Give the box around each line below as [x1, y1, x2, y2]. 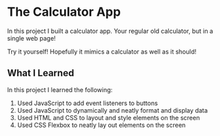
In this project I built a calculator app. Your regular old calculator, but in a [7, 27, 214, 35]
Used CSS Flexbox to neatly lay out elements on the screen [17, 121, 186, 129]
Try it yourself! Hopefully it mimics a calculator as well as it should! [7, 47, 197, 56]
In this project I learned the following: [7, 85, 113, 93]
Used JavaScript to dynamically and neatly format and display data [17, 106, 208, 114]
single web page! [7, 34, 57, 42]
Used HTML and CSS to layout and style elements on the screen [17, 113, 200, 122]
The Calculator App [7, 4, 121, 20]
